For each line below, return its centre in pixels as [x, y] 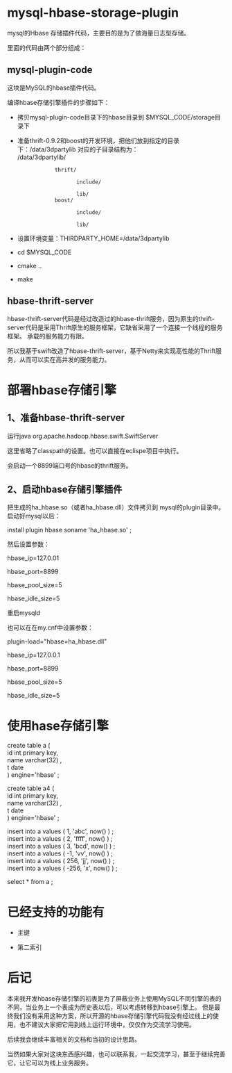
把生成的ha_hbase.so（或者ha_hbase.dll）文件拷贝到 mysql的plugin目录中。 [116, 507]
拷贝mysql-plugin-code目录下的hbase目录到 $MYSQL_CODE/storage [116, 117]
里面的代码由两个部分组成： [47, 47]
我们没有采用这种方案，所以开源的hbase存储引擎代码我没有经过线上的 [113, 1016]
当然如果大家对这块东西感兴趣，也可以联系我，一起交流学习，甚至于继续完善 [116, 1054]
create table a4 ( [31, 788]
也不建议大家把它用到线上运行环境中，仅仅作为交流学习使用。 [107, 1025]
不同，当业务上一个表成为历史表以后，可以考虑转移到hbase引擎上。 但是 [111, 1007]
